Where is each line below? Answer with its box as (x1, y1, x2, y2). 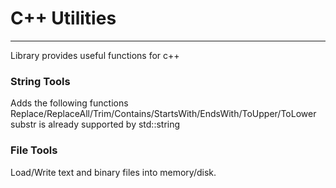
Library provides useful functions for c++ (10, 49, 180, 61)
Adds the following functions (10, 97, 129, 109)
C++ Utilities (10, 7, 117, 30)
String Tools (10, 74, 71, 88)
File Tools (10, 143, 58, 157)
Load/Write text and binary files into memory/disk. (10, 166, 217, 178)
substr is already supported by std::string (10, 118, 181, 131)
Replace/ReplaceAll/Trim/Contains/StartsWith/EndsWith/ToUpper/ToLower (10, 108, 317, 120)
